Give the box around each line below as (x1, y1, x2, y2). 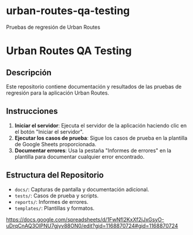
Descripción (6, 68, 52, 78)
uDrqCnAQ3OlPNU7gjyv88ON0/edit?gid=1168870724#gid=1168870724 (6, 222, 178, 229)
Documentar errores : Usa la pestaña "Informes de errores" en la (14, 147, 172, 154)
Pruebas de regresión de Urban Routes (6, 23, 101, 31)
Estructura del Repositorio (6, 170, 104, 180)
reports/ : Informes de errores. (14, 198, 89, 205)
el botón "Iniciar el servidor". (14, 128, 84, 135)
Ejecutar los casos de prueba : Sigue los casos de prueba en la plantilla (14, 134, 188, 142)
